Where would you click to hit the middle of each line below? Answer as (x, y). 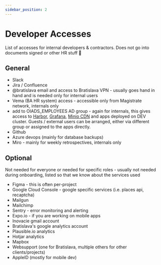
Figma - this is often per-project (44, 185)
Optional (18, 158)
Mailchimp (23, 205)
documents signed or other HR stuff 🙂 (43, 53)
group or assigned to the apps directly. (51, 127)
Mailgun (20, 200)
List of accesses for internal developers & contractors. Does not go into (77, 48)
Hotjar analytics (28, 237)
